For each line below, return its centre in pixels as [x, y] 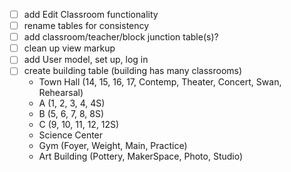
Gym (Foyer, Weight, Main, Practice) [113, 146]
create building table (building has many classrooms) [133, 71]
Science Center [71, 135]
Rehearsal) [61, 93]
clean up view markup [69, 48]
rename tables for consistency [86, 26]
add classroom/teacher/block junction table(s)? [121, 37]
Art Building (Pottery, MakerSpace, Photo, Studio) [141, 156]
